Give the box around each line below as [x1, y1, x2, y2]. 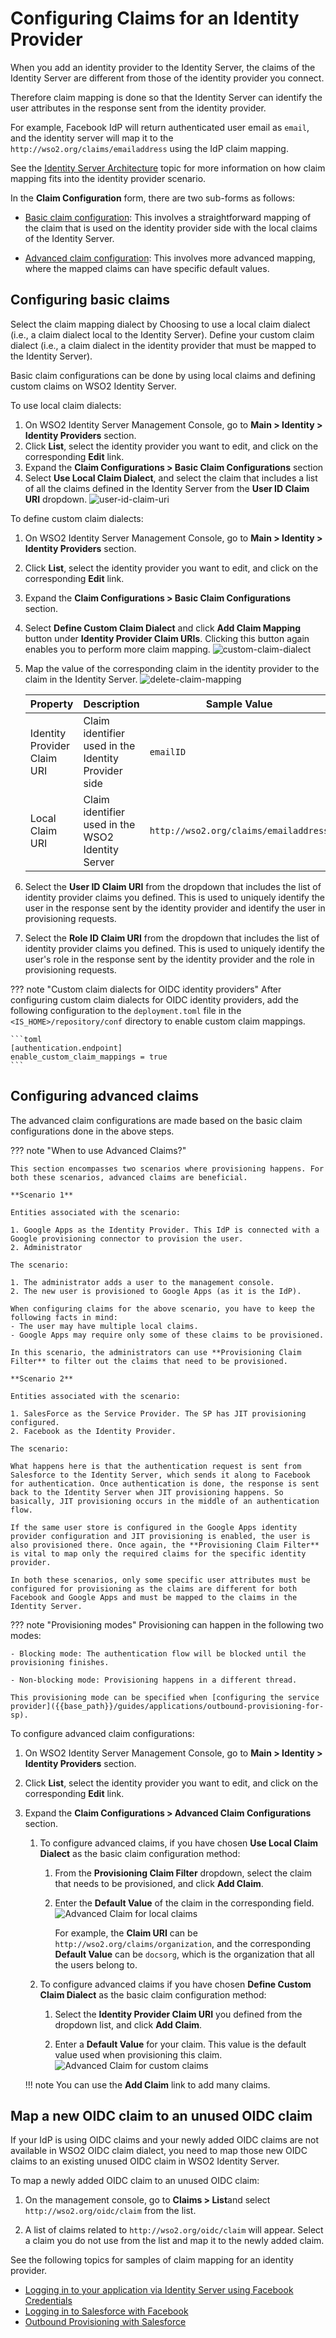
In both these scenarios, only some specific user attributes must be [10, 1575, 311, 1585]
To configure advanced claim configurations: [10, 1727, 195, 1739]
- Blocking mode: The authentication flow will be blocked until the [10, 1648, 307, 1659]
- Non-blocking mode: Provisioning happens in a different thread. [10, 1675, 298, 1685]
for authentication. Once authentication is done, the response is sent [10, 1478, 320, 1489]
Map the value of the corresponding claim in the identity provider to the [24, 662, 320, 674]
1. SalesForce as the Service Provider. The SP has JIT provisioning [10, 1408, 307, 1419]
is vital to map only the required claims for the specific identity [10, 1548, 307, 1559]
